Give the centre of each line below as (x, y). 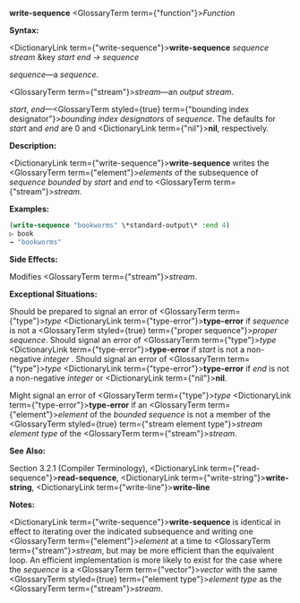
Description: (33, 146)
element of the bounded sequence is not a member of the (164, 414)
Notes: (22, 504)
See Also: (28, 451)
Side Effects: (34, 259)
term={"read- (235, 468)
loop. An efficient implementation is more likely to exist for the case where (146, 560)
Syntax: (24, 30)
